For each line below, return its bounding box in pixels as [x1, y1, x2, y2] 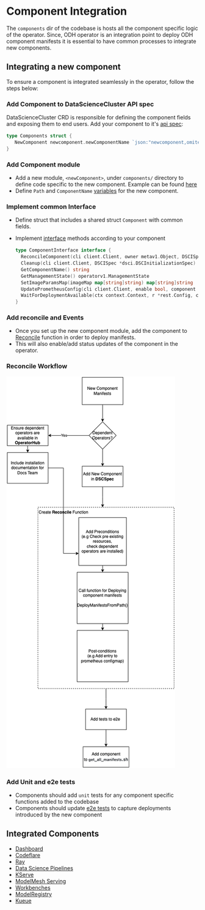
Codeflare [15, 851, 41, 859]
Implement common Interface [6, 202, 96, 211]
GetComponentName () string [21, 266, 90, 273]
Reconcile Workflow [6, 362, 68, 371]
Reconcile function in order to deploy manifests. [15, 334, 136, 341]
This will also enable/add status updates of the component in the [15, 340, 179, 348]
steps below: [6, 84, 38, 92]
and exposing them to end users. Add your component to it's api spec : [6, 121, 184, 128]
